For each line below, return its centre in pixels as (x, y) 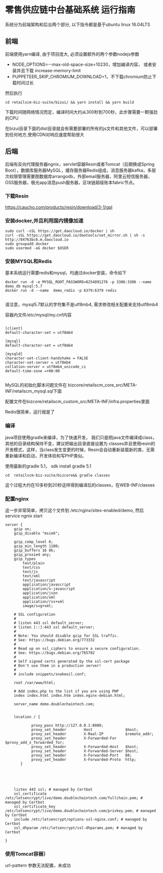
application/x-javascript (49, 589)
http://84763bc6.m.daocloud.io (37, 240)
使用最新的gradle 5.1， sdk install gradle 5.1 (48, 466)
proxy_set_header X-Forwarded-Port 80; (81, 755)
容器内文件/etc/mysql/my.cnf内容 (38, 315)
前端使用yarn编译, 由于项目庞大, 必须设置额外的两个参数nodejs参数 (72, 54)
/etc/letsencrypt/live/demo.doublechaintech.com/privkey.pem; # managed (81, 811)
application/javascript (47, 585)
